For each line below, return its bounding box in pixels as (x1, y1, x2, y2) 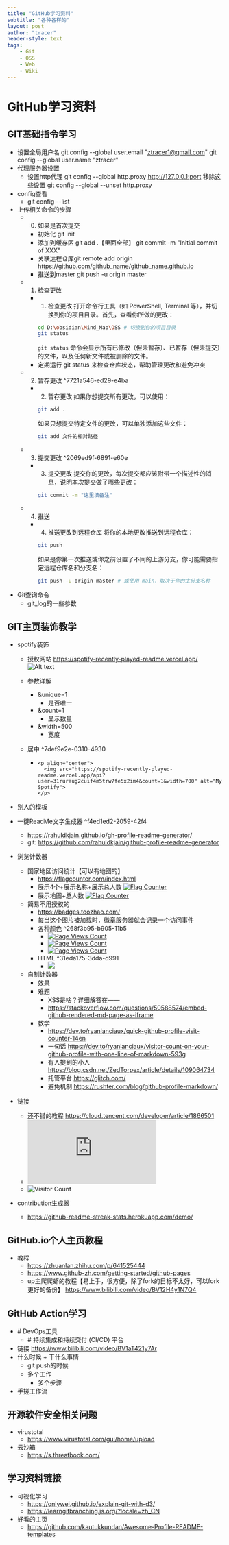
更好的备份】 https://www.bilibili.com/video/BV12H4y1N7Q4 (27, 1286, 197, 1294)
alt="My (200, 778, 222, 785)
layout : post (7, 23, 45, 29)
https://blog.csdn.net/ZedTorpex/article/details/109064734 (47, 1066, 215, 1074)
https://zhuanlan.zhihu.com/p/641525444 (27, 1262, 145, 1270)
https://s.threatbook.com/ (27, 1450, 100, 1459)
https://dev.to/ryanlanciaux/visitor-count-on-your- (67, 1043, 210, 1051)
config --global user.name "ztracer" (16, 156, 119, 164)
